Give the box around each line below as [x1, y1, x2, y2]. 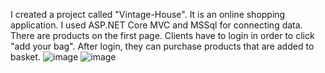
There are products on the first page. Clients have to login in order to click [10, 30, 315, 41]
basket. [10, 51, 42, 63]
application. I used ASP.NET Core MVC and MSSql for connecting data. [10, 19, 303, 31]
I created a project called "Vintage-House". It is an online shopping [10, 9, 286, 20]
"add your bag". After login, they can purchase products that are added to [10, 40, 315, 52]
